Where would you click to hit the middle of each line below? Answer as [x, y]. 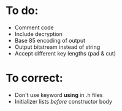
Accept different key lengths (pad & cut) [65, 53]
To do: [22, 11]
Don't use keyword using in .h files [59, 95]
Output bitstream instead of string [57, 47]
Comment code [34, 27]
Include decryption [38, 34]
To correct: [35, 78]
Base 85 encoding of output [50, 40]
